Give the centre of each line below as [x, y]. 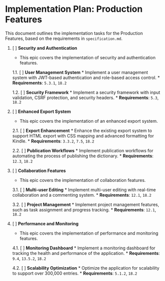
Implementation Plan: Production [74, 9]
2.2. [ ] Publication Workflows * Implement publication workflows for [83, 150]
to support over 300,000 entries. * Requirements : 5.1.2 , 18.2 [75, 273]
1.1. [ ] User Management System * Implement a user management [80, 72]
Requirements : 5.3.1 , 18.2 [39, 83]
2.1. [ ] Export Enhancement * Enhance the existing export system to [82, 130]
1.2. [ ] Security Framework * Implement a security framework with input [86, 92]
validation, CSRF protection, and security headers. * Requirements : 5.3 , [85, 98]
